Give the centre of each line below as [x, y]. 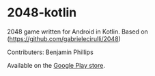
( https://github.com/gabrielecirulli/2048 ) [64, 38]
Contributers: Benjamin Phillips [50, 52]
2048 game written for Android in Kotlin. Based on [77, 31]
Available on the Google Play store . [56, 65]
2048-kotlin [42, 13]
